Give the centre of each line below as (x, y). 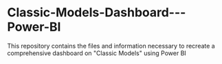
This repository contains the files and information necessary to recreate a (111, 46)
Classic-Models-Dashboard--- (97, 13)
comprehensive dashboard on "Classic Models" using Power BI (97, 53)
